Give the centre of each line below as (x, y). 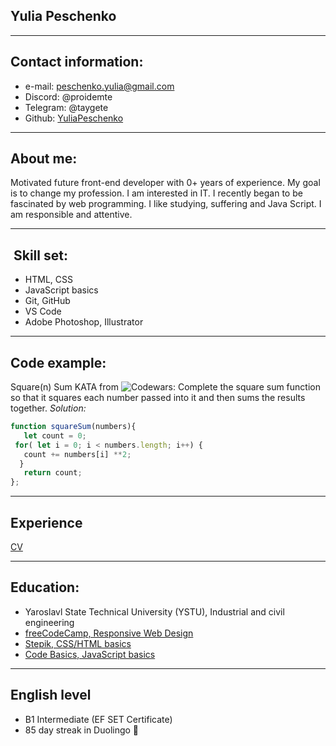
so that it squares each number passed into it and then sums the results (158, 398)
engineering (49, 622)
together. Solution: (48, 408)
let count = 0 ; (55, 435)
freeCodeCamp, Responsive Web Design (109, 633)
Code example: (58, 362)
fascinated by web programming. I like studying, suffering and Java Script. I (166, 204)
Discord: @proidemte (68, 96)
